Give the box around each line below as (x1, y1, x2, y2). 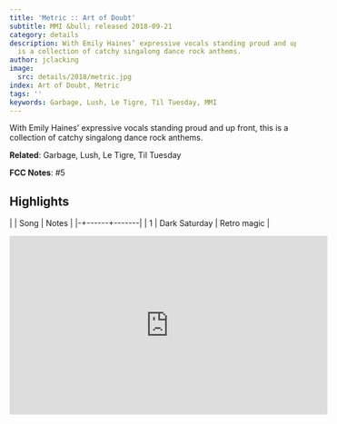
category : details (9, 30, 79, 39)
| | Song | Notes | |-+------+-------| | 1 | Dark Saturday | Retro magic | (9, 218, 271, 229)
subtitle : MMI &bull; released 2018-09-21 (9, 22, 173, 31)
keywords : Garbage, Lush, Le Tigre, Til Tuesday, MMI (9, 97, 218, 107)
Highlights (9, 193, 70, 209)
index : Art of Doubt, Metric (9, 81, 120, 90)
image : (9, 64, 35, 74)
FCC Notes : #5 (9, 167, 65, 178)
